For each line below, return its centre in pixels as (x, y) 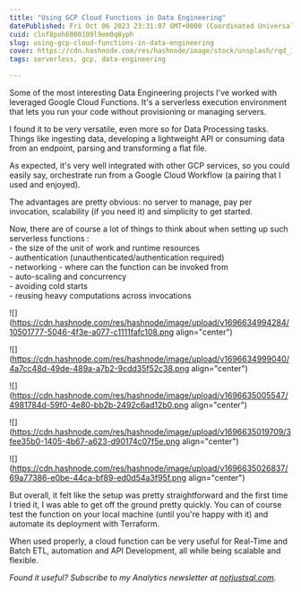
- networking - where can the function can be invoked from (119, 267)
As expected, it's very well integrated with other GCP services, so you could (150, 165)
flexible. (24, 560)
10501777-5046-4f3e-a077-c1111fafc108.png (92, 332)
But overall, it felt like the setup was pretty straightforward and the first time (149, 495)
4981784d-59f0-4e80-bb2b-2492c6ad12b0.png (99, 405)
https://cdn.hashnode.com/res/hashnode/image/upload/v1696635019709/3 (151, 432)
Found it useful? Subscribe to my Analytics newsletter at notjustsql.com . (143, 578)
